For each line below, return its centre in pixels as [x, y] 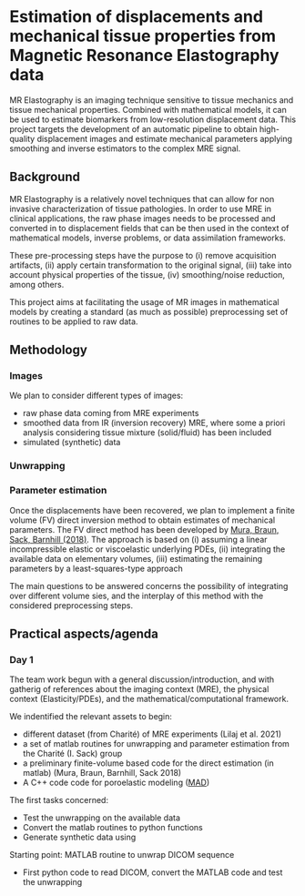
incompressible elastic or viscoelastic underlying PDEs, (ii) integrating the [147, 549]
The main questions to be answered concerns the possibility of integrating [149, 585]
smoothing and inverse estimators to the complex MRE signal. [125, 148]
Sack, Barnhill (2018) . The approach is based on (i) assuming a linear [138, 539]
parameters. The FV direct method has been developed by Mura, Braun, [144, 529]
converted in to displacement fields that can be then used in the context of [149, 228]
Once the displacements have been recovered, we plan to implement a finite [152, 510]
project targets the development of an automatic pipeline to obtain [133, 128]
